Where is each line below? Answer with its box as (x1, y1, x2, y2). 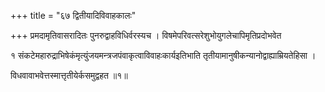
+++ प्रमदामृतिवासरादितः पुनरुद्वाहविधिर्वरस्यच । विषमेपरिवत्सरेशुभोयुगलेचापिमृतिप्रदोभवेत (10, 30, 282, 41)
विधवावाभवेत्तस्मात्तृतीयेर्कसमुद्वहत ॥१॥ (10, 70, 128, 81)
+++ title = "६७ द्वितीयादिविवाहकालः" (10, 10, 137, 21)
